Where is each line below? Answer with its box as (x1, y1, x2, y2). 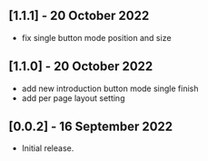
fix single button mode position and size (21, 32, 172, 43)
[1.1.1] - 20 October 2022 (8, 8, 150, 24)
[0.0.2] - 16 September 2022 (8, 119, 173, 135)
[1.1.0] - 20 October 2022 (8, 59, 154, 75)
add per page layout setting (21, 92, 125, 104)
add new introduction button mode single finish (21, 83, 199, 94)
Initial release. (21, 143, 74, 154)
